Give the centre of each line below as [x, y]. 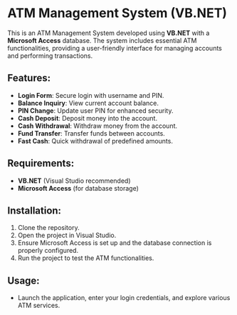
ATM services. [39, 306]
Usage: [24, 280]
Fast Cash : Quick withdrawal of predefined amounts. [95, 141]
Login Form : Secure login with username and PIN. [91, 95]
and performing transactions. [50, 56]
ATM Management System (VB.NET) [117, 13]
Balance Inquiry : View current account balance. [88, 103]
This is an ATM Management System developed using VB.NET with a [109, 33]
